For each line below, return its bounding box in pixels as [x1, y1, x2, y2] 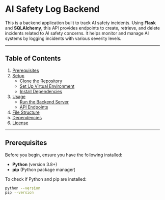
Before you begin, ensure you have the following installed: [5, 152, 123, 158]
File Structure [12, 109, 40, 115]
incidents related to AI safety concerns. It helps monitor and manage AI [5, 30, 149, 36]
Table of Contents [5, 54, 61, 63]
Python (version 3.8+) [12, 161, 57, 167]
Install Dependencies [19, 88, 62, 94]
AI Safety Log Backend [5, 3, 100, 15]
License [12, 120, 28, 126]
